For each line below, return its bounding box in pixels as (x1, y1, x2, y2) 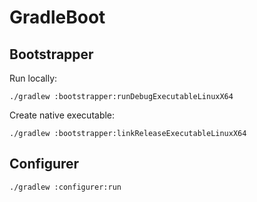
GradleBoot (9, 6, 106, 29)
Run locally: (9, 72, 58, 84)
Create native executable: (9, 109, 116, 121)
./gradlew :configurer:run (9, 182, 122, 192)
